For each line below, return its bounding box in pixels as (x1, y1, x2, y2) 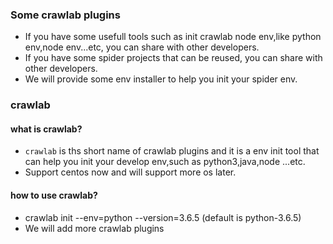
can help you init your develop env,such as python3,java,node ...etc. (24, 156, 306, 168)
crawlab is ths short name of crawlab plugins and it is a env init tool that (24, 145, 320, 157)
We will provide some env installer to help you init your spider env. (24, 73, 298, 85)
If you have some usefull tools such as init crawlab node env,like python (24, 31, 322, 43)
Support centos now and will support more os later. (24, 166, 237, 178)
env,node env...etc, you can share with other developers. (24, 41, 260, 53)
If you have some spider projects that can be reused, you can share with (24, 52, 323, 64)
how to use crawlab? (10, 189, 98, 202)
